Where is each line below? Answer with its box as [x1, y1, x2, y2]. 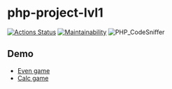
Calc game [17, 74, 49, 82]
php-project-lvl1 [7, 5, 103, 21]
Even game [17, 66, 50, 74]
